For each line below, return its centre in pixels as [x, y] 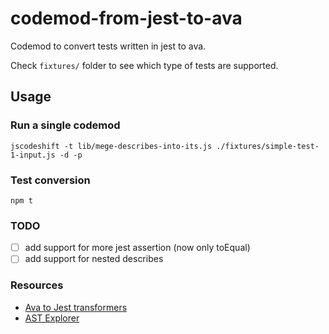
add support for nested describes [94, 259]
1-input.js [33, 155]
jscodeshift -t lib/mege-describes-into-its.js [111, 146]
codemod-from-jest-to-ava [126, 18]
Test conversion [50, 180]
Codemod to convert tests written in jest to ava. [108, 46]
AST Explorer [52, 318]
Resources [37, 285]
